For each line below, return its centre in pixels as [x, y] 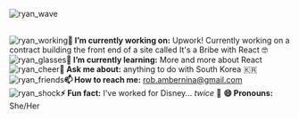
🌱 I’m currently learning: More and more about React [164, 59]
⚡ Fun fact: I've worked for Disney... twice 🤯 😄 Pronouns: [167, 93]
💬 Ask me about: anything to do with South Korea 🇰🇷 [158, 69]
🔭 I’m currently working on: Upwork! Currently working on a [179, 40]
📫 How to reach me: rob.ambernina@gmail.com [153, 79]
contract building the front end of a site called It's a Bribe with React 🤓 [139, 50]
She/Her [25, 106]
